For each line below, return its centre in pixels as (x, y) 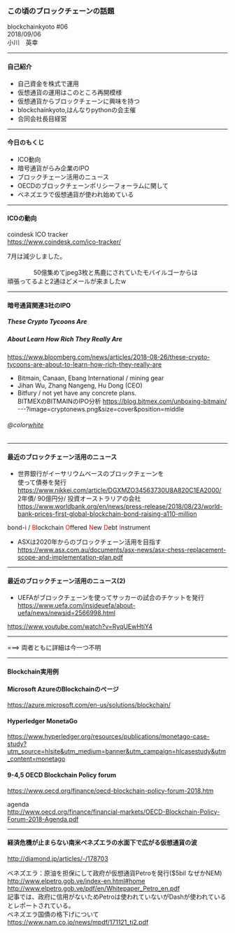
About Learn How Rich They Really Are (65, 339)
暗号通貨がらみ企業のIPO (53, 168)
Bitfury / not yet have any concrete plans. (77, 393)
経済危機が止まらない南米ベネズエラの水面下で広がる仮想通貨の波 (102, 843)
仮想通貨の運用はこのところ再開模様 (70, 92)
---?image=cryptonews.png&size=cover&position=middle (100, 409)
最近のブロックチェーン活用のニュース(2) (66, 580)
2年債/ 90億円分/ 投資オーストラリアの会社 (79, 498)
